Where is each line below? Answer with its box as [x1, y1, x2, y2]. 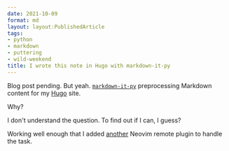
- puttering [7, 50, 42, 57]
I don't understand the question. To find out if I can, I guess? [7, 116, 181, 124]
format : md [7, 17, 39, 24]
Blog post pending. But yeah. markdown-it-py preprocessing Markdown [7, 81, 212, 89]
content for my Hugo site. [7, 89, 81, 97]
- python [7, 36, 33, 43]
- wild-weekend [7, 56, 52, 63]
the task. [7, 137, 33, 145]
